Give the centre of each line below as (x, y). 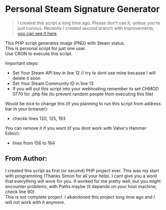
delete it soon (26, 78)
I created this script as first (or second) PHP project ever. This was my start (82, 170)
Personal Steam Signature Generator (83, 9)
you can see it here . (38, 33)
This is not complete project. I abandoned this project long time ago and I (80, 197)
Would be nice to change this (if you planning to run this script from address (83, 103)
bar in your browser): (27, 109)
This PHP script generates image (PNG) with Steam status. (65, 43)
